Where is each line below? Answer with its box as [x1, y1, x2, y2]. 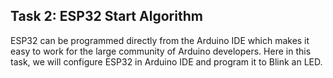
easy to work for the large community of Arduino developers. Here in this [10, 45, 312, 57]
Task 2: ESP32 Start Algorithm [10, 8, 203, 25]
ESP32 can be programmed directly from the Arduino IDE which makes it [10, 34, 310, 46]
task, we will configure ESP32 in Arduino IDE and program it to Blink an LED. [10, 55, 323, 68]
